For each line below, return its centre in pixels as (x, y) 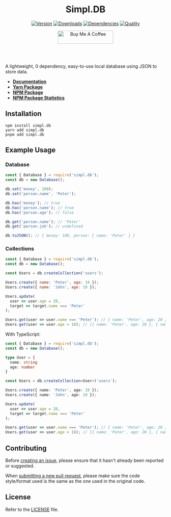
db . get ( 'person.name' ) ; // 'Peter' (43, 222)
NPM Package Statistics (39, 97)
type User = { (20, 357)
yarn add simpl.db (25, 130)
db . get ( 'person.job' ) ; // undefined (44, 226)
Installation (23, 114)
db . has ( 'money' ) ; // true (33, 203)
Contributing (26, 448)
